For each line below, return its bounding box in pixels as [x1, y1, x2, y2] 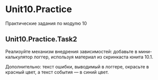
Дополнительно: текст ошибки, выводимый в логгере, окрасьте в [5, 63, 149, 69]
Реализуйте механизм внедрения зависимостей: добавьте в [5, 48, 138, 54]
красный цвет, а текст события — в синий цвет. [5, 69, 109, 75]
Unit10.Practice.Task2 [5, 35, 78, 44]
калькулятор [5, 54, 33, 60]
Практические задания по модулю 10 [5, 20, 87, 26]
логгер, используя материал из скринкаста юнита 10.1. [34, 54, 153, 60]
